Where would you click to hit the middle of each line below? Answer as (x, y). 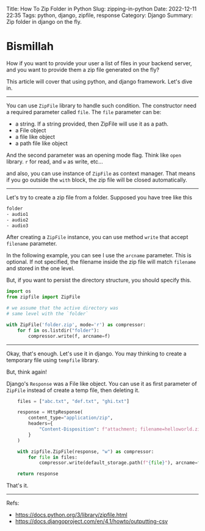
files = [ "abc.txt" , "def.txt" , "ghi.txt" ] (74, 401)
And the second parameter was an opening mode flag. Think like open (94, 155)
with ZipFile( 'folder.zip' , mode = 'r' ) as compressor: (76, 325)
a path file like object (41, 143)
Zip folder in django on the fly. (44, 22)
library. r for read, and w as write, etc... (55, 162)
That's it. (17, 486)
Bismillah (30, 47)
